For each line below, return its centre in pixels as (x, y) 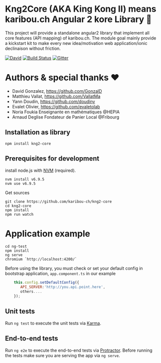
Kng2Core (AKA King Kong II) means (81, 9)
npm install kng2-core (28, 143)
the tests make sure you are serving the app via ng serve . (63, 355)
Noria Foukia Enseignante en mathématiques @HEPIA (66, 112)
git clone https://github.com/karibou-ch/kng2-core (58, 202)
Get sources (17, 192)
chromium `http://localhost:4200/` (41, 260)
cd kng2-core (18, 206)
